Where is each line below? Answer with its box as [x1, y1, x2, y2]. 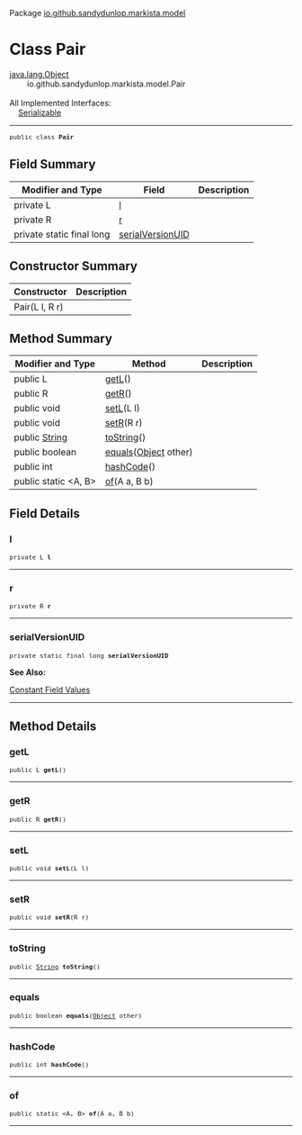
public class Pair [9, 132, 75, 141]
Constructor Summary [9, 258, 138, 274]
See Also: [9, 666, 47, 678]
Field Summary [9, 157, 96, 172]
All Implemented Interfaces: [9, 97, 111, 108]
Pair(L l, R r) [13, 301, 65, 313]
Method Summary [9, 330, 112, 346]
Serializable [17, 107, 62, 118]
